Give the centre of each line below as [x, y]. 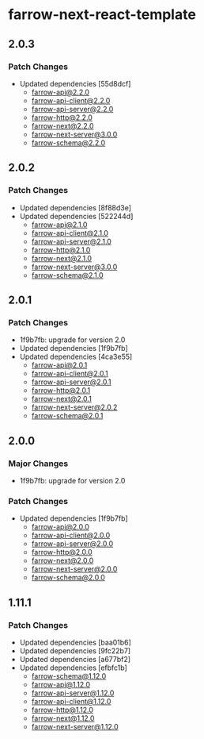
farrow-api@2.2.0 [60, 92]
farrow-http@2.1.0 [61, 250]
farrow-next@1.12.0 [63, 718]
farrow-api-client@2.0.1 [70, 374]
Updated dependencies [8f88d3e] [76, 207]
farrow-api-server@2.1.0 [72, 241]
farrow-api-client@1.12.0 [71, 701]
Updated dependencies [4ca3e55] [76, 357]
